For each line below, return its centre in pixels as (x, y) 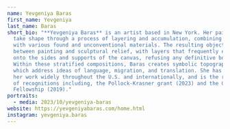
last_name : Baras (32, 26)
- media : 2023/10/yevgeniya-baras (62, 102)
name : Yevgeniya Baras (39, 13)
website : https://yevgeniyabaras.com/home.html (76, 109)
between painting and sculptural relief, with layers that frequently (116, 52)
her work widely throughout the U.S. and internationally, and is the (116, 77)
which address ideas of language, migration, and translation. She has (118, 70)
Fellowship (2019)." (42, 89)
